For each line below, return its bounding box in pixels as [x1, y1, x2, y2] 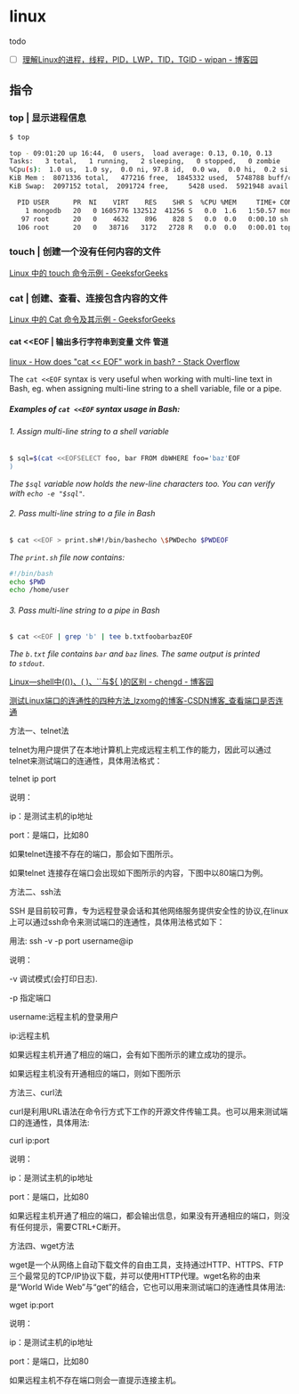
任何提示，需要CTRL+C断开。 [16, 1222, 126, 1233]
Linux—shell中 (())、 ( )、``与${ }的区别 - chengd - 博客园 [9, 676, 214, 688]
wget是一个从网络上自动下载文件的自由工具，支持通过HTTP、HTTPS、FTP [9, 1259, 284, 1270]
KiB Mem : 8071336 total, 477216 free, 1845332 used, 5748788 [9, 174, 265, 183]
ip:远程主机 [9, 1030, 50, 1041]
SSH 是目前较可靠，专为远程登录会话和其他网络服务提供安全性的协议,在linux [9, 905, 289, 916]
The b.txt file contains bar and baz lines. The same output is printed [9, 648, 261, 659]
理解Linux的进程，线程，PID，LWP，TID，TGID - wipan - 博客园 [21, 54, 258, 64]
